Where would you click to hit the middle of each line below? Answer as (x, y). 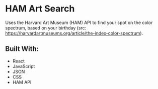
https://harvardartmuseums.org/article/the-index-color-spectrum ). (74, 33)
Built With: (22, 49)
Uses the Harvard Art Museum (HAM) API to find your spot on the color (79, 22)
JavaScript (24, 66)
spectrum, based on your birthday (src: (46, 27)
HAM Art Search (40, 9)
